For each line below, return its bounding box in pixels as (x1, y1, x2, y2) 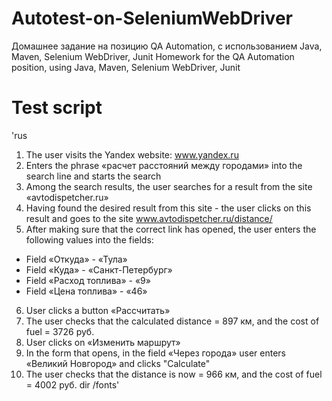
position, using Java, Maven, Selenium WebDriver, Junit (11, 61, 241, 73)
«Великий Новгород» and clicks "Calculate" (25, 357, 211, 369)
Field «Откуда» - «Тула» (25, 253, 128, 265)
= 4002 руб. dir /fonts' (25, 378, 120, 391)
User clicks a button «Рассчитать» (25, 304, 171, 316)
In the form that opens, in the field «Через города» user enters (25, 347, 286, 359)
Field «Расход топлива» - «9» (25, 274, 151, 286)
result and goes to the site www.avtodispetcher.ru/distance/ (25, 212, 273, 224)
